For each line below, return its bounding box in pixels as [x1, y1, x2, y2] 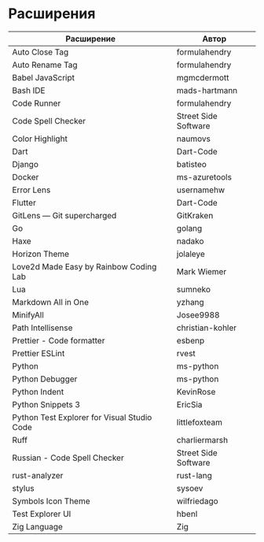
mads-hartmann [176, 84, 238, 95]
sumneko [176, 284, 211, 295]
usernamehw [176, 184, 225, 195]
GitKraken [176, 210, 214, 221]
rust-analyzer [12, 470, 64, 481]
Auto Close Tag [12, 46, 69, 58]
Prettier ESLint [12, 347, 65, 358]
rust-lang [176, 470, 212, 481]
